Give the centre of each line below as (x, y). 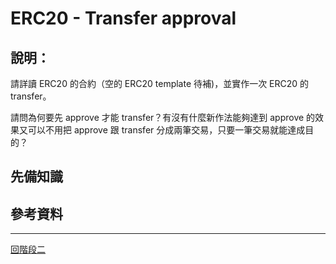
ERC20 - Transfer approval (123, 18)
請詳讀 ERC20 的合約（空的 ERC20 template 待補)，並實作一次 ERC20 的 (160, 83)
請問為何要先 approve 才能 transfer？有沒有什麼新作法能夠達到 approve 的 (163, 117)
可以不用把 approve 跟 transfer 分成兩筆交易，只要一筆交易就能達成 (166, 130)
